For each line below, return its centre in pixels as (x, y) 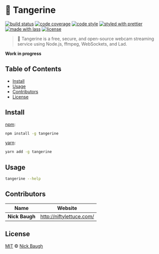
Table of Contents (33, 69)
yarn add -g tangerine (28, 152)
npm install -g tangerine (32, 133)
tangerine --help (23, 179)
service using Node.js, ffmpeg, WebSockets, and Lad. (72, 44)
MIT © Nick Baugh (24, 246)
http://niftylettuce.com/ (67, 216)
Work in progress (23, 53)
